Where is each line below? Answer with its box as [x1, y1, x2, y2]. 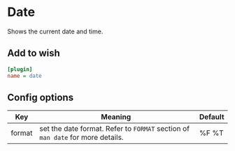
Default [199, 112, 225, 122]
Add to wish [7, 47, 61, 59]
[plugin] [7, 65, 33, 73]
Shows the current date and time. [7, 27, 104, 35]
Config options [7, 91, 74, 103]
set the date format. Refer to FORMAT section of [39, 124, 190, 134]
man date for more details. [39, 133, 124, 143]
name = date [7, 72, 42, 79]
